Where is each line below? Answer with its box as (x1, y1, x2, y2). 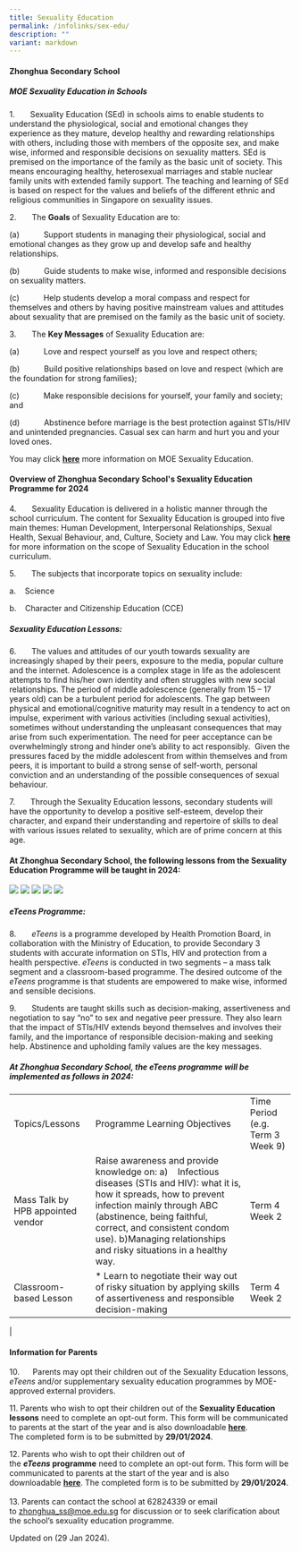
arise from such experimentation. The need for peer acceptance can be (9, 731, 273, 742)
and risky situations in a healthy (95, 1244, 228, 1257)
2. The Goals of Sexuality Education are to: (9, 211, 180, 222)
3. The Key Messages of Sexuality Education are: (9, 328, 205, 339)
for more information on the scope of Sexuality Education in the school (9, 541, 270, 552)
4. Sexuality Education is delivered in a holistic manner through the (9, 503, 268, 515)
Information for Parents (9, 1346, 98, 1357)
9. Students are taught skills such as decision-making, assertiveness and (9, 1003, 291, 1014)
